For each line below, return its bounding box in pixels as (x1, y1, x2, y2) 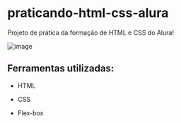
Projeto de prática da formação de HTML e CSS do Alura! (7, 28, 175, 37)
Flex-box (17, 108, 44, 117)
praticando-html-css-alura (7, 5, 169, 21)
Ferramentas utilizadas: (7, 62, 115, 75)
